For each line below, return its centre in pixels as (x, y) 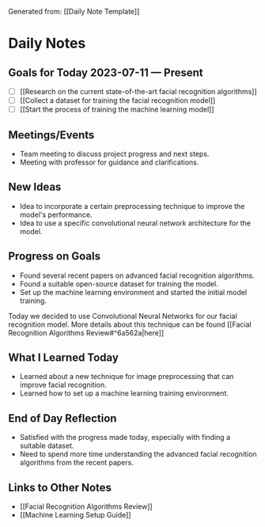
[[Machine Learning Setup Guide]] (75, 515)
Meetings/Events (51, 135)
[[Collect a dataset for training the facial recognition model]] (117, 100)
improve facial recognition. (63, 385)
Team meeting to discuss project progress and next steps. (114, 154)
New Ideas (35, 187)
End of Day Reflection (62, 418)
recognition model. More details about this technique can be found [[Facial (130, 324)
